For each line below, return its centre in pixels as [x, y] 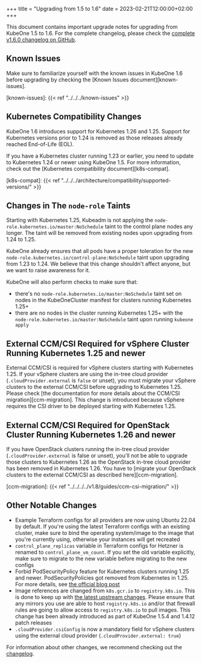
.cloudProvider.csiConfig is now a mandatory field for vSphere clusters [105, 629]
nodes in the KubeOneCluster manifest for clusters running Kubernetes [103, 300]
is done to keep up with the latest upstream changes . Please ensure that [105, 597]
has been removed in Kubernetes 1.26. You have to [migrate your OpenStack [101, 469]
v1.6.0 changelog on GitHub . [41, 40]
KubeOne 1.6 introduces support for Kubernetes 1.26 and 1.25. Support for [98, 131]
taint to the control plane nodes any [149, 226]
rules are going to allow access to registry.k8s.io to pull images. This [103, 610]
